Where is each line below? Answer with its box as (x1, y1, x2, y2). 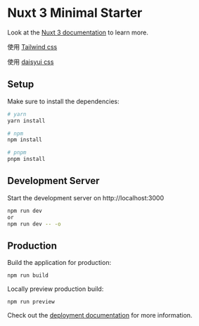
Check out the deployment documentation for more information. (7, 311, 193, 319)
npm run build (7, 272, 49, 279)
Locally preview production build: (7, 285, 104, 293)
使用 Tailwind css (7, 42, 58, 51)
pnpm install (7, 156, 46, 163)
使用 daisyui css (7, 58, 54, 66)
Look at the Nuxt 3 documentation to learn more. (7, 28, 149, 37)
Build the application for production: (7, 259, 111, 267)
